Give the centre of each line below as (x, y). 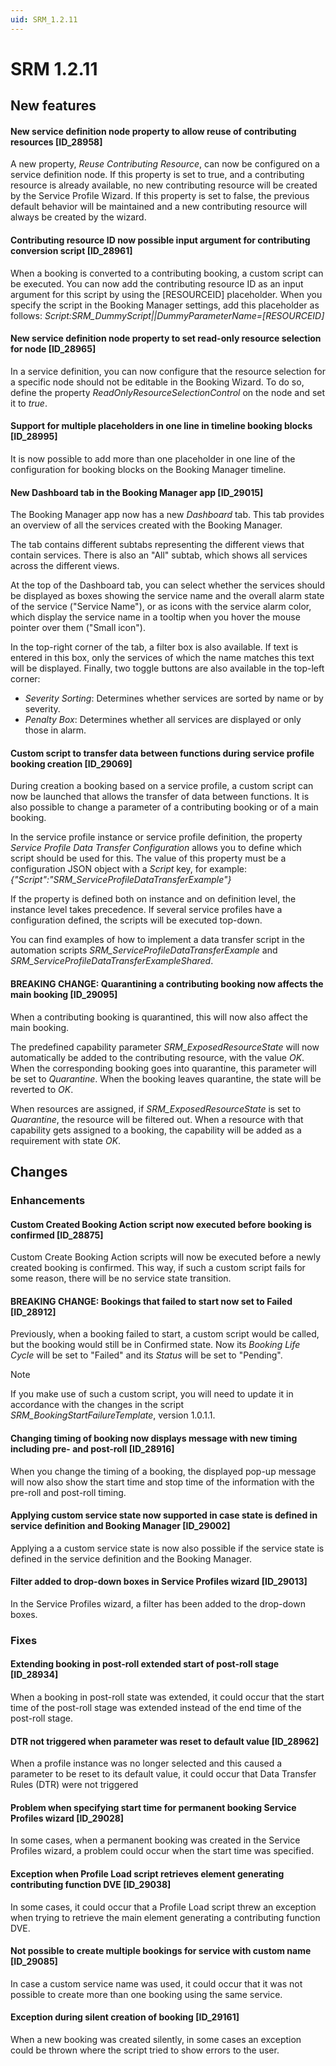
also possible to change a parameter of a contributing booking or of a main (164, 807)
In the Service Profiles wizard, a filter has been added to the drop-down (158, 1603)
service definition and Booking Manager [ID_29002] (120, 1526)
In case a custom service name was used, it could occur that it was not (156, 1983)
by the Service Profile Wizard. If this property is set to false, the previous (160, 196)
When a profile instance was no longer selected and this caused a (146, 1763)
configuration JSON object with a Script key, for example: (128, 869)
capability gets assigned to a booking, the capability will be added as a (156, 1130)
